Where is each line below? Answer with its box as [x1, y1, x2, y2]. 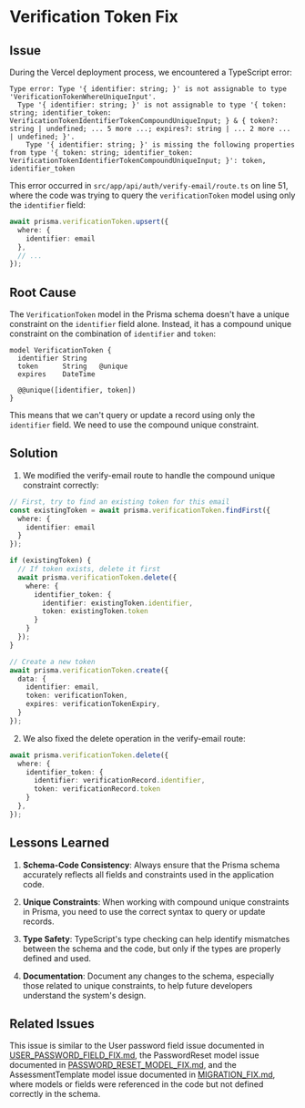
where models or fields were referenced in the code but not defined [9, 1079, 264, 1090]
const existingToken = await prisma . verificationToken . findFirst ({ [9, 506, 271, 515]
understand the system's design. [22, 990, 147, 1000]
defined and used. [22, 952, 92, 963]
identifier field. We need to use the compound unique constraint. [9, 419, 259, 430]
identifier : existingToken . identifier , [42, 599, 194, 608]
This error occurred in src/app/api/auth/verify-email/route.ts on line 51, [9, 180, 289, 190]
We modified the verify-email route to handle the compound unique [22, 469, 276, 480]
